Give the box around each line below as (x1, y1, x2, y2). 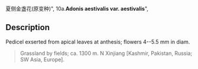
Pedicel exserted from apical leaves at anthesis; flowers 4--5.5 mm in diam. (5, 38, 190, 45)
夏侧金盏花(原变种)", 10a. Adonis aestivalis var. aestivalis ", (5, 5, 149, 12)
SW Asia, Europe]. (20, 55, 65, 63)
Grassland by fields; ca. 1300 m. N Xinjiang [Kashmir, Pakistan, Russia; (20, 50, 193, 57)
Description (5, 22, 50, 32)
